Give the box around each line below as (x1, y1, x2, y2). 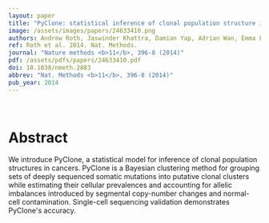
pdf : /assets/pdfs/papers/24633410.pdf (8, 57, 142, 65)
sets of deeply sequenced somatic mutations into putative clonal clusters (8, 172, 250, 181)
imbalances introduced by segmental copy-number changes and (8, 189, 222, 198)
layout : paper (8, 11, 56, 20)
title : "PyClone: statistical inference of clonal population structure (8, 19, 256, 27)
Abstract (8, 129, 68, 146)
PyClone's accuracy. (8, 205, 76, 216)
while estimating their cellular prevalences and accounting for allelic (8, 181, 232, 190)
